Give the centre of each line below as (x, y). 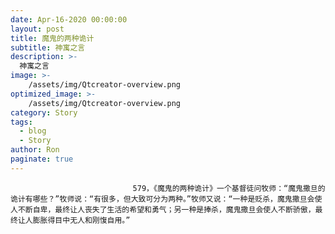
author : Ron (35, 150)
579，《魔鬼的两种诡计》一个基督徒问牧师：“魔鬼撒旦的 (229, 188)
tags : (21, 122)
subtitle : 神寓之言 (48, 47)
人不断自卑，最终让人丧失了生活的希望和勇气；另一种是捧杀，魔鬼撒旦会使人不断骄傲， (163, 209)
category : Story (44, 112)
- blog (33, 131)
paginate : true (42, 159)
